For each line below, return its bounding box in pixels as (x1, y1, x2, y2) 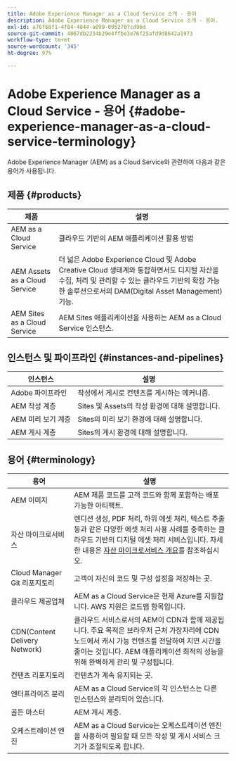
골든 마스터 (11, 707, 46, 717)
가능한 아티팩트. (73, 501, 124, 510)
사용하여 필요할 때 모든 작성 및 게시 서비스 (81, 731, 212, 741)
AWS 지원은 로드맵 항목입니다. (90, 602, 186, 612)
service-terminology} (7, 134, 137, 150)
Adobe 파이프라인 (11, 388, 67, 398)
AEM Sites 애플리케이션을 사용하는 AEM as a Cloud (58, 313, 222, 322)
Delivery (11, 636, 39, 646)
